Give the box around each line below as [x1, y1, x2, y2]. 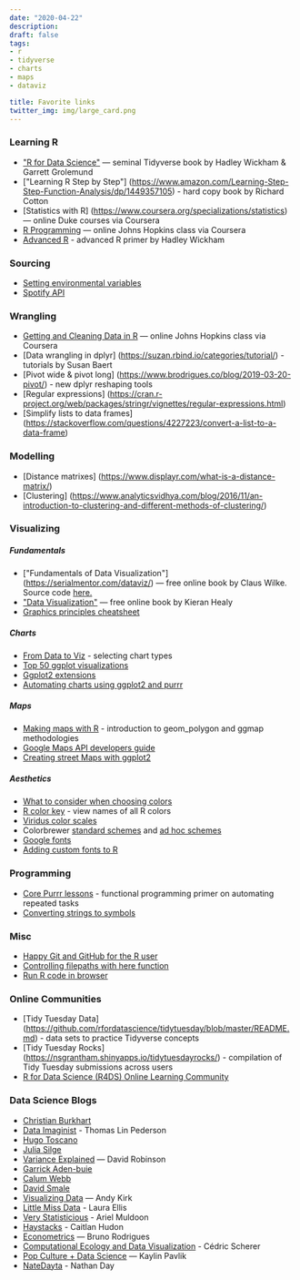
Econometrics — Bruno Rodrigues [22, 1231, 150, 1242]
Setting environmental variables [22, 277, 142, 288]
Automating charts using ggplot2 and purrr [22, 679, 184, 690]
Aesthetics [9, 773, 52, 784]
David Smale [22, 1183, 70, 1194]
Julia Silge [22, 1143, 62, 1154]
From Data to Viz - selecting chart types [22, 650, 173, 661]
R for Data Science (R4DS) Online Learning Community [22, 1072, 229, 1082]
